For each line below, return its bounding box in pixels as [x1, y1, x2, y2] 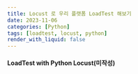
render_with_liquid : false [7, 36, 86, 43]
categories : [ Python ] [7, 23, 70, 30]
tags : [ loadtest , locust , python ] [7, 29, 108, 37]
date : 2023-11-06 [7, 17, 58, 24]
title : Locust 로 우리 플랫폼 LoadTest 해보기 [7, 10, 132, 17]
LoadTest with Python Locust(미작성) [7, 59, 116, 67]
